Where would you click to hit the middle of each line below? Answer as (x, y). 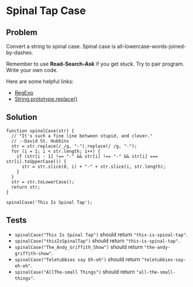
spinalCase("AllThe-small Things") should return (75, 272)
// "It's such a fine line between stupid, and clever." (82, 136)
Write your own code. (32, 70)
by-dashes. (20, 53)
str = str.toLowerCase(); (43, 182)
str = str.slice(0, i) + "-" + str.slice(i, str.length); (94, 167)
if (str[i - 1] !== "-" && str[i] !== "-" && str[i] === (87, 156)
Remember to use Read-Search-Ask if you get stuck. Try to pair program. (95, 64)
